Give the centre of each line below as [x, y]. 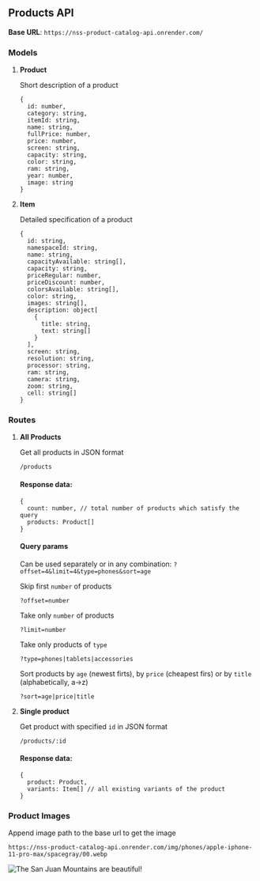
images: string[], [57, 304]
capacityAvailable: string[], [77, 262]
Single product [44, 711]
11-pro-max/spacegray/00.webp [58, 855]
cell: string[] [52, 393]
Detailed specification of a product [76, 220]
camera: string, [54, 380]
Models [23, 52]
